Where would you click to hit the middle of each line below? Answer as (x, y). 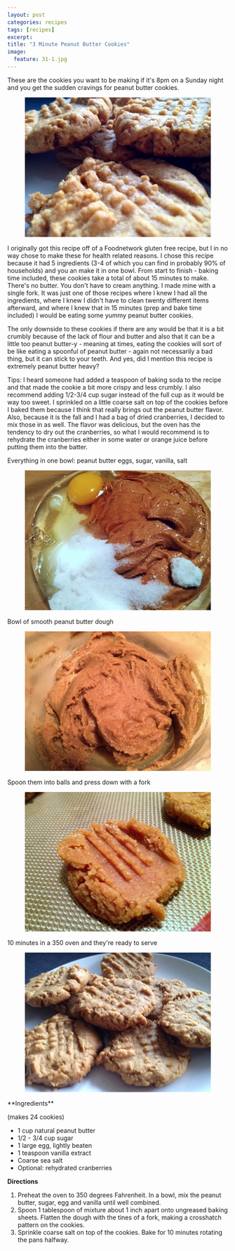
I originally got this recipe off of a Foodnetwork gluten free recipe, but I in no (117, 248)
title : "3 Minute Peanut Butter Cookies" (69, 45)
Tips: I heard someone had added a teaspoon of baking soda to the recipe (114, 380)
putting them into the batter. (47, 446)
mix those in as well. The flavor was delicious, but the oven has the (104, 424)
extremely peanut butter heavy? (53, 366)
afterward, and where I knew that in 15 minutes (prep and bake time (105, 307)
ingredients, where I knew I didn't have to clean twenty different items (108, 300)
